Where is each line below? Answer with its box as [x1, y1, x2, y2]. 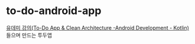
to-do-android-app [6, 4, 102, 18]
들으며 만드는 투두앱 [6, 31, 52, 39]
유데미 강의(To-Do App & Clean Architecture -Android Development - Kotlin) [6, 24, 189, 31]
